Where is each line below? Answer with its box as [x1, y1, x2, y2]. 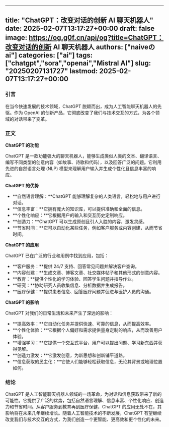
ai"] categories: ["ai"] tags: [5, 51, 93, 60]
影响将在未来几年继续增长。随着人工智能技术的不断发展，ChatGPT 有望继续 [5, 410, 162, 416]
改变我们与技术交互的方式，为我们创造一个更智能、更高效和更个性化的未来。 [5, 416, 164, 422]
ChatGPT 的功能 [5, 142, 39, 148]
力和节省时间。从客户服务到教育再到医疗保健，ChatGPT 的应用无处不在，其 [5, 404, 162, 410]
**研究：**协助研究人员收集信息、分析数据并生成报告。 [12, 282, 127, 288]
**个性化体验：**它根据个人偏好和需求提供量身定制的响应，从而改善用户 [12, 327, 162, 333]
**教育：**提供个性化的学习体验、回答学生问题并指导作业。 [12, 276, 136, 282]
